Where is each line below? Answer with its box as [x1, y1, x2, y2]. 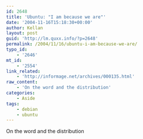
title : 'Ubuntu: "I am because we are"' [6, 14, 107, 20]
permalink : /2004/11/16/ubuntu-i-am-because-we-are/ [6, 41, 138, 47]
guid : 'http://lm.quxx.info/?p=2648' [6, 36, 98, 41]
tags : [6, 100, 19, 107]
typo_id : [6, 47, 28, 53]
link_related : [6, 68, 41, 74]
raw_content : [6, 79, 38, 85]
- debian [16, 106, 38, 112]
